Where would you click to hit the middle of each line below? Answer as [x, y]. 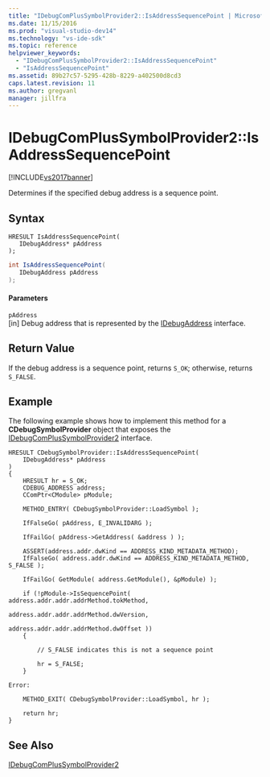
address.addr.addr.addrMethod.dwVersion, [79, 615]
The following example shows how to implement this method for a [117, 421]
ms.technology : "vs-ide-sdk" [57, 38]
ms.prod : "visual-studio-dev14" [62, 31]
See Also [31, 745]
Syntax [27, 218]
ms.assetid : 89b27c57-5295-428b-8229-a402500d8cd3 [95, 76]
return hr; [41, 713]
